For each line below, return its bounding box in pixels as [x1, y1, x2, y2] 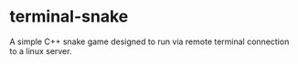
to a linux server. [9, 45, 72, 56]
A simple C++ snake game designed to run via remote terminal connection [9, 36, 290, 47]
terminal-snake [9, 6, 129, 27]
